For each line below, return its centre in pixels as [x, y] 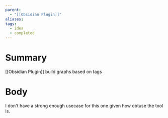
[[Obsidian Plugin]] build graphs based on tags [54, 71]
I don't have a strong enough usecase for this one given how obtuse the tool [84, 105]
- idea [17, 28]
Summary [26, 58]
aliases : [14, 19]
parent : [13, 10]
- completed [22, 33]
